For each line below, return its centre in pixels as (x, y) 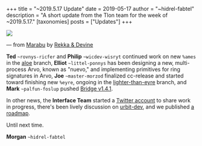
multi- (182, 63)
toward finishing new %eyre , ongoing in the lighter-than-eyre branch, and (96, 82)
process (16, 69)
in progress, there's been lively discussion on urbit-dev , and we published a (100, 107)
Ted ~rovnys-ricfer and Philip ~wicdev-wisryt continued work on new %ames (101, 56)
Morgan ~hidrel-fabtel (36, 137)
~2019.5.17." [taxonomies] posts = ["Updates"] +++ (69, 22)
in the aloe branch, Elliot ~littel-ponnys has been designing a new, (90, 63)
